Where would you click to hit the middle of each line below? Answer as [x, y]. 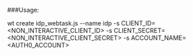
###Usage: [23, 10]
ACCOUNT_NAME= [159, 38]
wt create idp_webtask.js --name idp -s [64, 23]
